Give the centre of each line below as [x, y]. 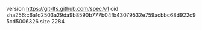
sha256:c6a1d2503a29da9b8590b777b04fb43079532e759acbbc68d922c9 [101, 15]
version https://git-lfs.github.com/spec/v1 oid [62, 9]
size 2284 [52, 21]
